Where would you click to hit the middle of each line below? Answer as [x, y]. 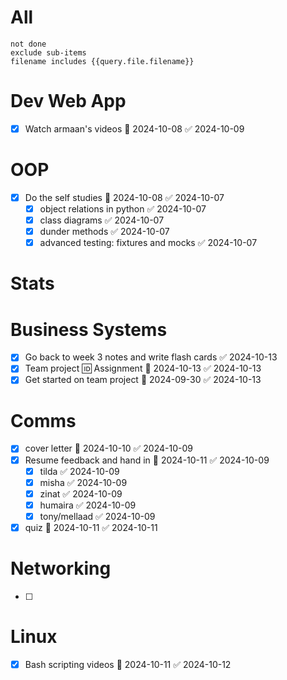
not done [28, 44]
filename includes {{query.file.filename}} [102, 61]
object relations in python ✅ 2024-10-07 [123, 208]
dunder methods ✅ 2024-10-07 [104, 232]
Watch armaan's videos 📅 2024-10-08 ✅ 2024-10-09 [134, 128]
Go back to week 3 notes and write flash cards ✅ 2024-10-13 [151, 357]
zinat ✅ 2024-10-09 [81, 493]
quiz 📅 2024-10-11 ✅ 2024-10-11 [91, 527]
